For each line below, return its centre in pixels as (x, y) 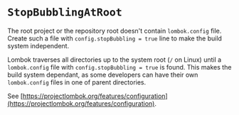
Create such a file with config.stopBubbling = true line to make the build (115, 38)
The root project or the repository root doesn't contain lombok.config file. (115, 31)
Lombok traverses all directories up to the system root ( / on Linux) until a (115, 60)
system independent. (38, 45)
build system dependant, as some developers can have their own (103, 75)
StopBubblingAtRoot (65, 12)
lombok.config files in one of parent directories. (77, 82)
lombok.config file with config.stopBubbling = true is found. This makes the (119, 67)
